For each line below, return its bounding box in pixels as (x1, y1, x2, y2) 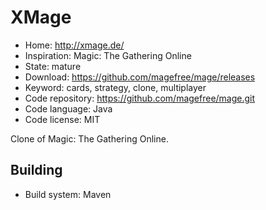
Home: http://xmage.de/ (24, 39, 125, 51)
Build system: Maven (24, 188, 112, 200)
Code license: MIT (24, 113, 101, 125)
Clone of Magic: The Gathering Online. (10, 132, 169, 145)
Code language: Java (24, 102, 113, 115)
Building (10, 162, 63, 179)
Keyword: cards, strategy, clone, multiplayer (24, 81, 207, 93)
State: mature (24, 60, 82, 72)
